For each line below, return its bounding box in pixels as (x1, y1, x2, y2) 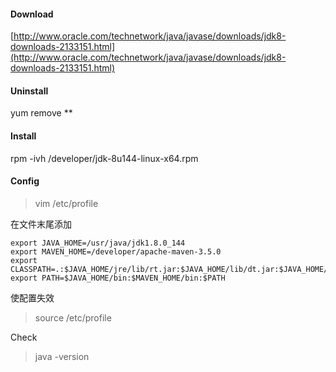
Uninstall (10, 85, 49, 97)
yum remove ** (10, 107, 73, 119)
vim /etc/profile (34, 197, 99, 209)
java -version (34, 350, 90, 362)
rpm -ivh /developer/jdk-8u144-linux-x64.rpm (10, 152, 199, 164)
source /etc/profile (34, 311, 112, 324)
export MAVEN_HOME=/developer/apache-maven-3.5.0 (10, 246, 222, 257)
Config (10, 175, 40, 187)
